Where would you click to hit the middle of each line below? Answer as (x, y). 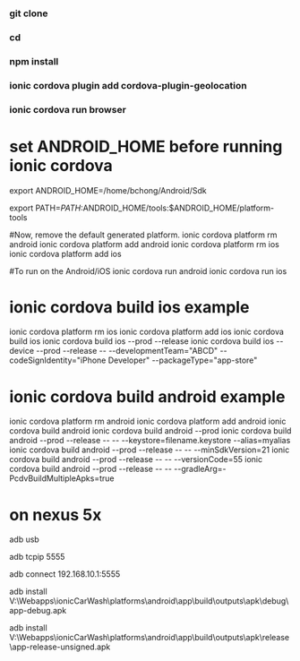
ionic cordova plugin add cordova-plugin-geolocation (129, 85)
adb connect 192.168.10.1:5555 (65, 574)
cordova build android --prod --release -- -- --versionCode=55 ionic (136, 459)
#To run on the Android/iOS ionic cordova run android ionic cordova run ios (148, 270)
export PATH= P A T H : (46, 208)
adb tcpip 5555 (37, 557)
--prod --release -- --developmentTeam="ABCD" (127, 351)
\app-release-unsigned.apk (60, 647)
